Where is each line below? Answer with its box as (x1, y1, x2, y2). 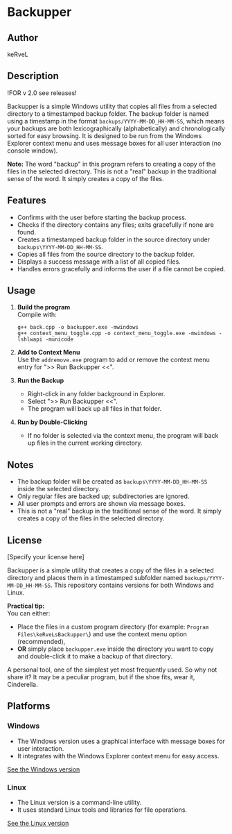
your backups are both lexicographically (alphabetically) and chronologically (7, 124, 225, 133)
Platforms (7, 700, 51, 712)
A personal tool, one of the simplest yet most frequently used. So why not (7, 665, 217, 674)
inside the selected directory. (17, 485, 100, 493)
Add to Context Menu (17, 348, 81, 357)
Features (7, 195, 46, 207)
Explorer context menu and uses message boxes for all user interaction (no (7, 139, 222, 147)
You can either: (7, 609, 51, 618)
